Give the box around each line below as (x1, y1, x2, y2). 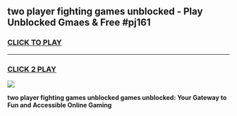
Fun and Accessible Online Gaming (7, 101, 112, 109)
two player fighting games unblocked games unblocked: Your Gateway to (7, 93, 227, 101)
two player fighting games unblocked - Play (7, 6, 203, 18)
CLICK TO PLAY (7, 38, 62, 48)
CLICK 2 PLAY (7, 64, 56, 74)
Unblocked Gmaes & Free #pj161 (7, 17, 151, 29)
